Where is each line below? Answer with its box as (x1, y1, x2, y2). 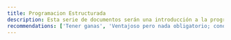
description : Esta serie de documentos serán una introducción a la (7, 16, 208, 23)
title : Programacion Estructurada (7, 9, 107, 17)
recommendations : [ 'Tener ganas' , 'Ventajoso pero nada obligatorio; (7, 22, 211, 29)
